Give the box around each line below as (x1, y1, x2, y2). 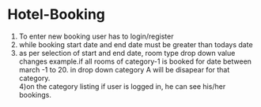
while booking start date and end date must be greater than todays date (18, 39, 254, 49)
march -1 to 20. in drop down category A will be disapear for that (18, 65, 230, 74)
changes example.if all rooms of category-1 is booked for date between (18, 57, 252, 66)
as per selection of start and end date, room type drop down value (18, 48, 236, 57)
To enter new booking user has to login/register (18, 31, 174, 41)
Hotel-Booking (7, 6, 106, 24)
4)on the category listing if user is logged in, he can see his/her (18, 81, 226, 91)
